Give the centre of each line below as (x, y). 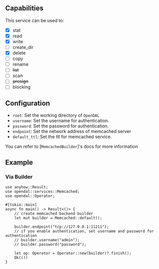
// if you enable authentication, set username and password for (84, 231)
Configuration (28, 103)
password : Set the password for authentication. (61, 126)
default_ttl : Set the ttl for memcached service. (62, 137)
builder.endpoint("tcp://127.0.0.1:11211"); (62, 227)
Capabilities (24, 8)
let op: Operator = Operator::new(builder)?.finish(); (73, 253)
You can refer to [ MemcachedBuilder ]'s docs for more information (72, 147)
